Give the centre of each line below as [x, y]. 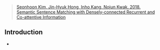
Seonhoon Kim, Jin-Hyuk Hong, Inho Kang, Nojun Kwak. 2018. [79, 7]
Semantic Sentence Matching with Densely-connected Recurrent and [86, 12]
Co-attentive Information [41, 17]
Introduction [24, 32]
